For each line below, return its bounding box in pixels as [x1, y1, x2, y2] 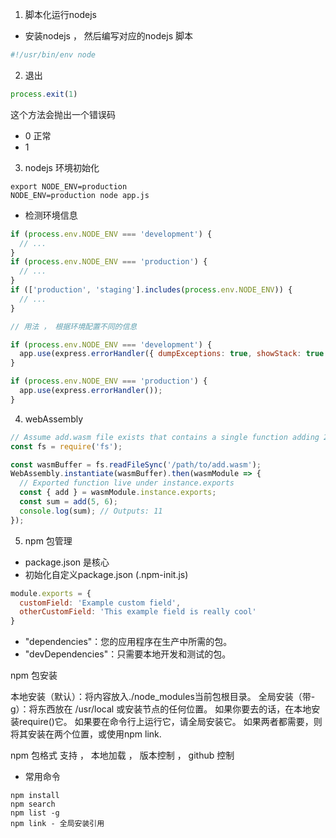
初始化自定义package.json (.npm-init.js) [24, 568, 189, 580]
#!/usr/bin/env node [10, 50, 97, 60]
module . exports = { [10, 588, 92, 598]
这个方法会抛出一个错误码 [10, 108, 116, 120]
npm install [10, 791, 60, 801]
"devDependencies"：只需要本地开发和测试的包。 [24, 648, 232, 660]
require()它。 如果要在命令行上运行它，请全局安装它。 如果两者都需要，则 [18, 716, 323, 728]
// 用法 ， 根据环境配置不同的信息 [10, 321, 138, 332]
